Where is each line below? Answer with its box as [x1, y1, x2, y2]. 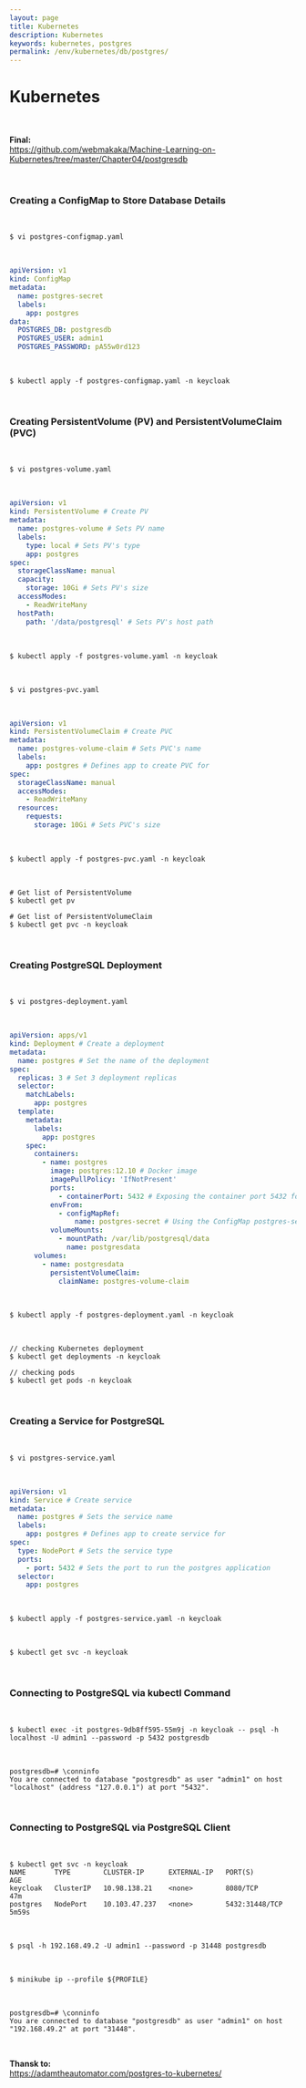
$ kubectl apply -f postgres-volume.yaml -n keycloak [9, 651, 219, 661]
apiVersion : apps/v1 [9, 1031, 88, 1040]
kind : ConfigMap [9, 274, 71, 284]
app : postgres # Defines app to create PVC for [25, 760, 209, 770]
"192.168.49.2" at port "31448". [9, 2024, 137, 2033]
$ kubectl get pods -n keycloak [9, 1376, 132, 1386]
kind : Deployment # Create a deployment [9, 1039, 166, 1049]
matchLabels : [25, 1091, 76, 1100]
